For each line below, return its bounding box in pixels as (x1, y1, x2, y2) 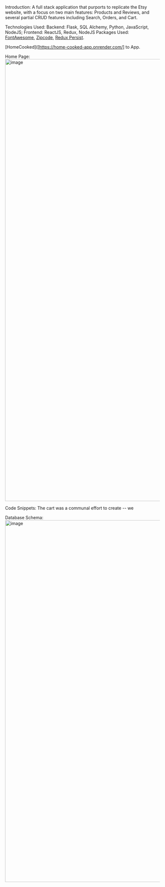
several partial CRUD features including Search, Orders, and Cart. (5, 15, 138, 20)
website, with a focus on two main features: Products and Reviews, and (5, 9, 150, 15)
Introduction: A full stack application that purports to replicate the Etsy (5, 4, 147, 10)
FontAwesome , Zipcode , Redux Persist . (5, 34, 84, 40)
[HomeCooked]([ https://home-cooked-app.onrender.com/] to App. (5, 44, 140, 50)
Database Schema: (5, 515, 44, 520)
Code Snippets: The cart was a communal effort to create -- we (5, 505, 134, 511)
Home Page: (5, 54, 30, 59)
